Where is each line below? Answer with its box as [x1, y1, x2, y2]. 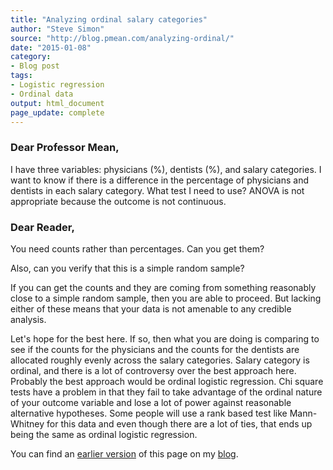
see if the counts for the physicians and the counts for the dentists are [10, 343, 300, 355]
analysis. [10, 313, 47, 325]
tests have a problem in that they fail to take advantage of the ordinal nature [10, 386, 323, 398]
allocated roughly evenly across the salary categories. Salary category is [10, 354, 310, 366]
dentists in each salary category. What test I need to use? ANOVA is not [10, 184, 305, 196]
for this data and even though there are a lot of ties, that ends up [46, 417, 313, 430]
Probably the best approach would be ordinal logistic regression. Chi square [10, 375, 324, 387]
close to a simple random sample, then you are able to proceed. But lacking [10, 292, 322, 304]
